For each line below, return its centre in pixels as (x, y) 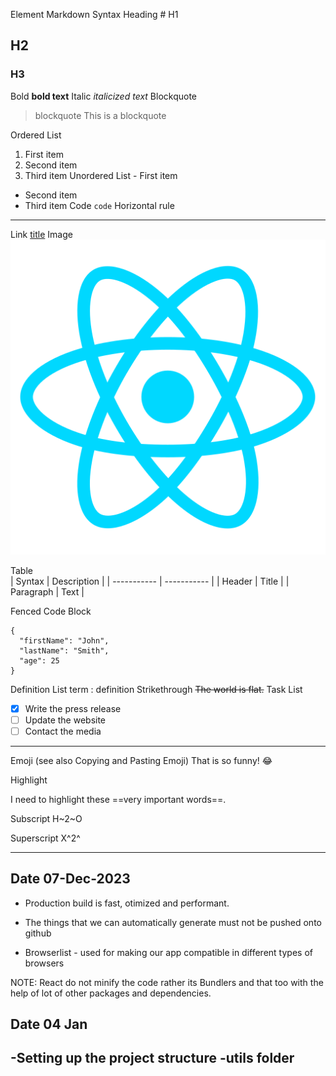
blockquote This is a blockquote (100, 115)
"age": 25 (39, 660)
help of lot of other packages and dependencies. (111, 993)
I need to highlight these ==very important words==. (118, 799)
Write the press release (73, 708)
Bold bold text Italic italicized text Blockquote (104, 96)
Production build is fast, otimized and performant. (127, 903)
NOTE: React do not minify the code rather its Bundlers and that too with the (167, 982)
